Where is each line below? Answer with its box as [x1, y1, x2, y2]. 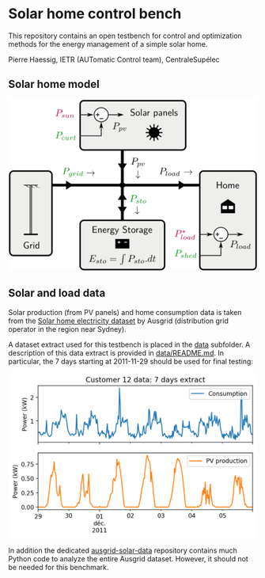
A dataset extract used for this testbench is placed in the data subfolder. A [8, 340, 251, 349]
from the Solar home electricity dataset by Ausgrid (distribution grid [8, 316, 229, 325]
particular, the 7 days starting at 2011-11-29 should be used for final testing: [8, 356, 253, 366]
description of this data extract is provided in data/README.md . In [8, 348, 224, 357]
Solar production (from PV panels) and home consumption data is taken [8, 307, 242, 317]
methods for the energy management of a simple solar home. [8, 39, 208, 48]
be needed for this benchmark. [8, 562, 109, 572]
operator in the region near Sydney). [8, 324, 127, 333]
